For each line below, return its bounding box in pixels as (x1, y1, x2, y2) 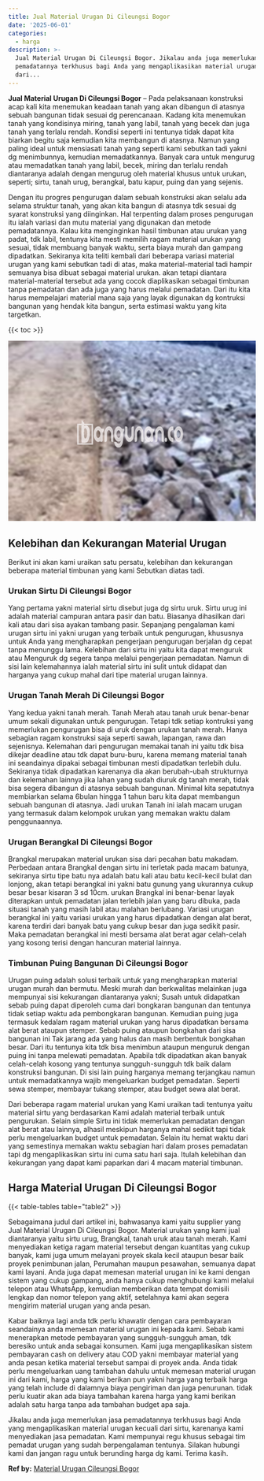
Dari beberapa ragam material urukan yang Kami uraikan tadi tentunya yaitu (8, 1100, 253, 1109)
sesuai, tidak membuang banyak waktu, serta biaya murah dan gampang (8, 243, 244, 252)
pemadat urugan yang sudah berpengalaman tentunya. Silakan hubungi (8, 1440, 240, 1449)
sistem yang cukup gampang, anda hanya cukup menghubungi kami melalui (8, 1276, 255, 1286)
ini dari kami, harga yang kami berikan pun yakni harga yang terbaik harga (8, 1375, 248, 1384)
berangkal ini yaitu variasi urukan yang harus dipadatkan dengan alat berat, (8, 912, 252, 922)
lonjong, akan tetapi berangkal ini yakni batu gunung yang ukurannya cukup (8, 879, 254, 889)
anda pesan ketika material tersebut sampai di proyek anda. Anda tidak (8, 1358, 238, 1368)
